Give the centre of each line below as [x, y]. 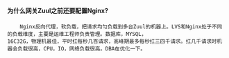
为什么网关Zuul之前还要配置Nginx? [58, 10]
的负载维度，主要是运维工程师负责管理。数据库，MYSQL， [77, 35]
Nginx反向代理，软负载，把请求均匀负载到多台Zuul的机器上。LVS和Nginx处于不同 [121, 27]
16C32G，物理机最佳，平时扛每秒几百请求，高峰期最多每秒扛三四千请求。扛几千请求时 [112, 41]
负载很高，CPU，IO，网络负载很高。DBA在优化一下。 [81, 49]
